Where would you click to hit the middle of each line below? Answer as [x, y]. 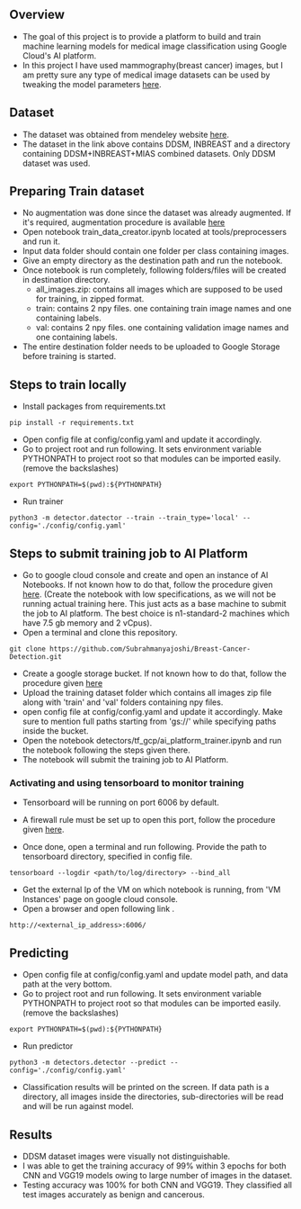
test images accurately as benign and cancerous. [113, 1194]
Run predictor [48, 1046]
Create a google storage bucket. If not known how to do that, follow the [155, 673]
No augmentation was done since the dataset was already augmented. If [157, 213]
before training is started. [69, 356]
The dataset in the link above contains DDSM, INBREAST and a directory [156, 144]
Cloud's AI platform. [59, 55]
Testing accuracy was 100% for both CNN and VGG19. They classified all [157, 1185]
